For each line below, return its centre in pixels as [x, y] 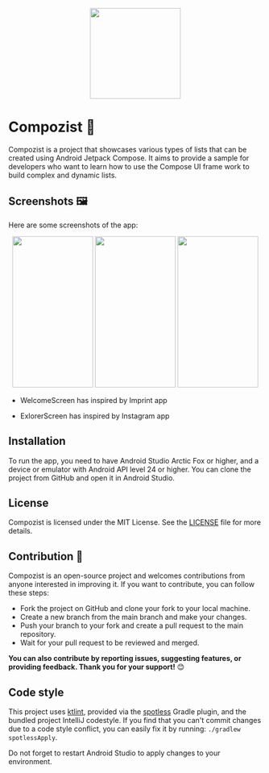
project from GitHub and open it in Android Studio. [92, 478]
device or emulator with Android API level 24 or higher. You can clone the [130, 469]
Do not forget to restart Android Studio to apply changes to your [114, 753]
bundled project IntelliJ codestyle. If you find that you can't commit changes [135, 720]
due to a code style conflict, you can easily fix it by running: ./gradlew [124, 729]
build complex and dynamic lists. [63, 175]
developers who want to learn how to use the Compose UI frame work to [129, 166]
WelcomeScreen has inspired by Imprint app [93, 400]
